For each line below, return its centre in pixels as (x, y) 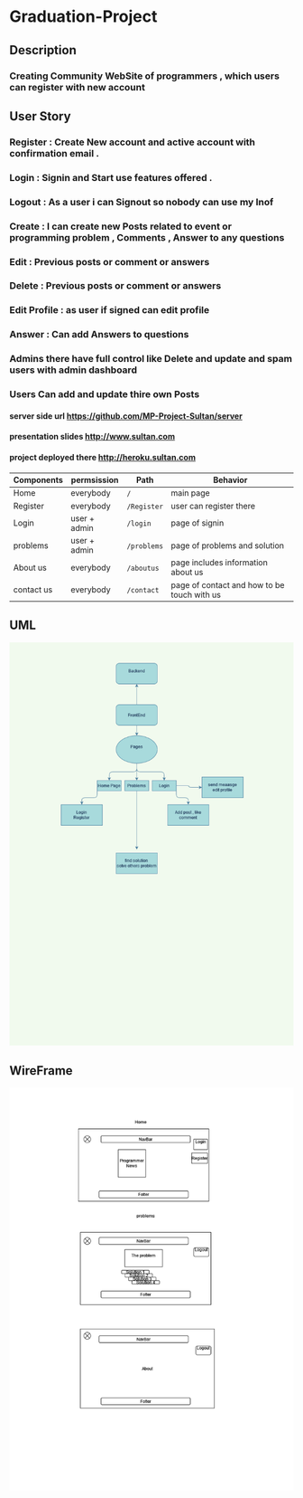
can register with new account (78, 87)
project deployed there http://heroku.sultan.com (103, 457)
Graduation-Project (83, 17)
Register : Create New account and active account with (132, 142)
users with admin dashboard (73, 370)
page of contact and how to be (228, 584)
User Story (40, 116)
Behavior (230, 480)
